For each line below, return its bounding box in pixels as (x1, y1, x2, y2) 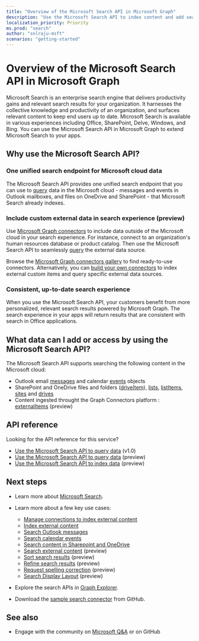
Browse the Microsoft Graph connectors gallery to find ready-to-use (6, 257, 173, 264)
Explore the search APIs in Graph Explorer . (14, 583, 118, 591)
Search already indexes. (6, 199, 65, 206)
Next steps (6, 477, 47, 487)
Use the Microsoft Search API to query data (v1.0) (14, 447, 136, 454)
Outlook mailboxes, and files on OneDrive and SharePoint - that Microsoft (6, 193, 185, 200)
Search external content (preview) (23, 547, 107, 554)
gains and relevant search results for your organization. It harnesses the (6, 100, 182, 107)
